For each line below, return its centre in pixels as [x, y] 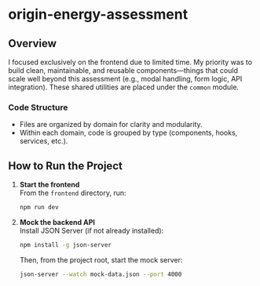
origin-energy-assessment [98, 14]
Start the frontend [49, 185]
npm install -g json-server [65, 244]
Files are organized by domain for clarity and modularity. [111, 125]
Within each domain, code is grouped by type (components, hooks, [128, 133]
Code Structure [38, 107]
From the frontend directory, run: [73, 193]
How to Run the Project [66, 166]
